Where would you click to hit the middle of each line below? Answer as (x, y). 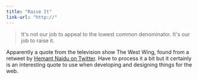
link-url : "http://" (32, 17)
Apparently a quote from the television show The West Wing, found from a (98, 52)
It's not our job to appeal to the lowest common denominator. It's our (105, 34)
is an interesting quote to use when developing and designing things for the (99, 64)
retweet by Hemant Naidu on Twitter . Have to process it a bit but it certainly (99, 58)
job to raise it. (38, 40)
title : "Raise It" (29, 12)
